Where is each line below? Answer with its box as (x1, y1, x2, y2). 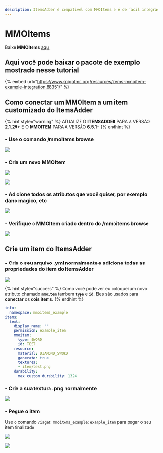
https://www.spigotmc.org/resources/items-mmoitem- (37, 79, 147, 85)
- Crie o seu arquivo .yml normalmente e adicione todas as (5, 259, 146, 266)
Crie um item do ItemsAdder (5, 245, 92, 253)
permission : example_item (14, 328, 66, 333)
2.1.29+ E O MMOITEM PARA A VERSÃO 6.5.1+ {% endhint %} (5, 124, 130, 130)
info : (5, 305, 16, 311)
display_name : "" (14, 323, 49, 329)
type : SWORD (17, 337, 42, 342)
